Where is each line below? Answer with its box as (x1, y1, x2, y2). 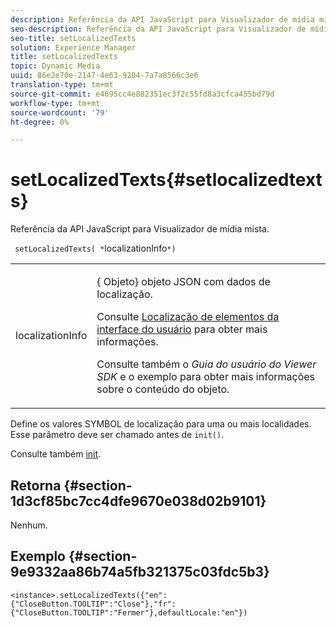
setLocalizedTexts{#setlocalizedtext (10, 169, 323, 191)
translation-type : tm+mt (10, 80, 114, 90)
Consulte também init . (10, 448, 102, 460)
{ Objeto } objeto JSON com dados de (96, 275, 271, 289)
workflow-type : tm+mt (10, 98, 101, 108)
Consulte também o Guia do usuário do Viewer (96, 357, 317, 371)
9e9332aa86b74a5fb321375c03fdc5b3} (10, 564, 270, 581)
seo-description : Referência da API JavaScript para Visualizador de (10, 24, 307, 34)
